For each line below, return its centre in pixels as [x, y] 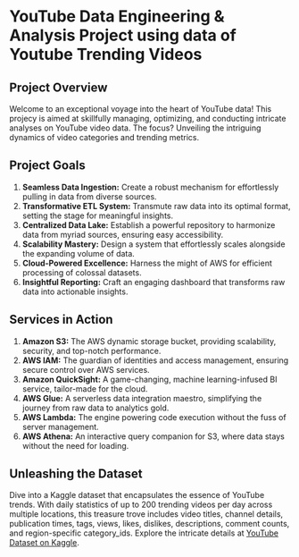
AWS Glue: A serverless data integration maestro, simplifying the [142, 398]
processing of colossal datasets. [82, 272]
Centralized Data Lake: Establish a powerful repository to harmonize [149, 224]
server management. [61, 426]
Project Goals [48, 166]
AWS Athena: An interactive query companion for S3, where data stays [154, 436]
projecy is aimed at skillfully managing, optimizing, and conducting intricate [148, 118]
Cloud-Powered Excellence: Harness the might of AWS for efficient [147, 263]
